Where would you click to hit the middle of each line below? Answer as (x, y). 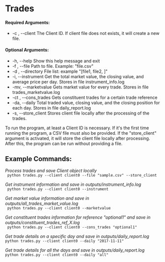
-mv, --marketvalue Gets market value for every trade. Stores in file (80, 87)
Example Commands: (39, 159)
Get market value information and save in (47, 198)
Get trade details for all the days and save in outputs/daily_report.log (75, 250)
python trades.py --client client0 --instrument (58, 189)
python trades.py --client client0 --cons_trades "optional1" (72, 227)
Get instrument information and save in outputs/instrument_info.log (73, 184)
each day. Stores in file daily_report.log (52, 108)
